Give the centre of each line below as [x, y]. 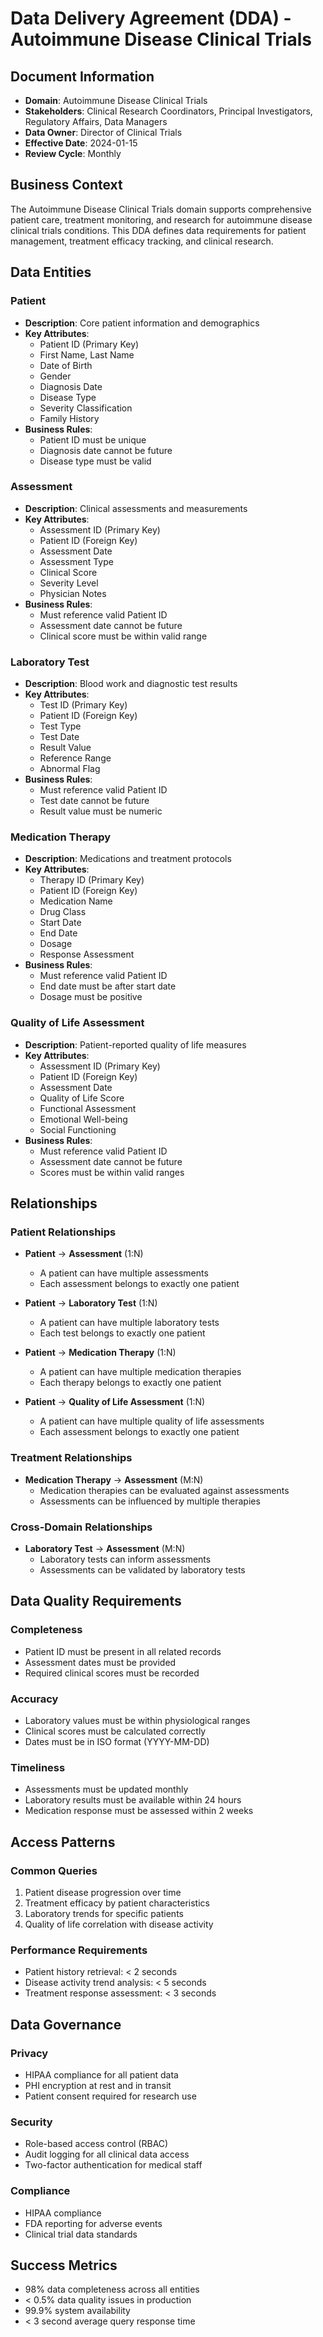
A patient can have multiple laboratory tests [129, 1323]
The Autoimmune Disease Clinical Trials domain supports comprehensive [161, 209]
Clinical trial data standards [81, 2234]
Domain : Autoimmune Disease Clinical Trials [116, 100]
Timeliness [38, 1767]
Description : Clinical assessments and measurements [136, 508]
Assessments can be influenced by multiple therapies [150, 1501]
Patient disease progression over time [103, 1892]
